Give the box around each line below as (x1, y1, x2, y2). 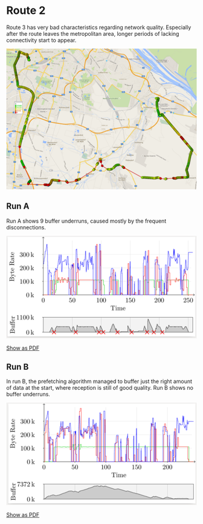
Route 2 (6, 4, 46, 18)
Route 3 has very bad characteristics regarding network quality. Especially (6, 24, 192, 31)
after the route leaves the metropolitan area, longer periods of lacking (6, 30, 179, 37)
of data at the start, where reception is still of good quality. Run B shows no (6, 384, 193, 391)
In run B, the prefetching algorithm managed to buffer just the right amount (6, 378, 192, 385)
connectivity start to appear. (6, 36, 77, 44)
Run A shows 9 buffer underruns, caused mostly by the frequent (6, 217, 167, 224)
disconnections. (6, 223, 47, 231)
